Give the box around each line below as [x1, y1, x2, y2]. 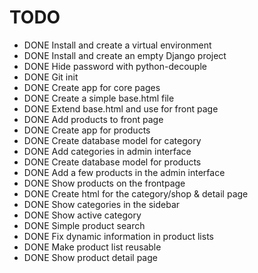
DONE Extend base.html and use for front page [23, 102, 219, 115]
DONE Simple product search [23, 219, 146, 231]
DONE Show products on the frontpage [23, 177, 186, 189]
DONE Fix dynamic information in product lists [23, 230, 214, 242]
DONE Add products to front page [23, 113, 164, 125]
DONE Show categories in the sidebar [23, 198, 181, 210]
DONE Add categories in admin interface [23, 145, 192, 157]
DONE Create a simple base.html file [23, 92, 175, 104]
